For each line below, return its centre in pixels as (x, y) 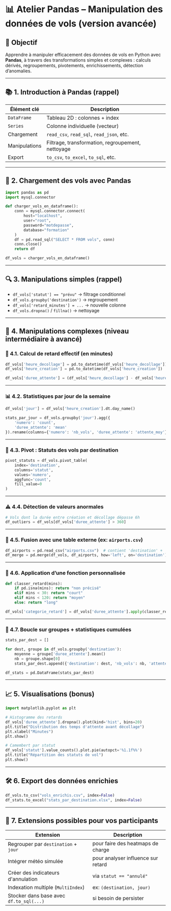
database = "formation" (47, 230)
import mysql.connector (31, 197)
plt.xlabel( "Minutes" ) (29, 731)
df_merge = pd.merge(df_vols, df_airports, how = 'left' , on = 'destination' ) (86, 555)
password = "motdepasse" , (49, 225)
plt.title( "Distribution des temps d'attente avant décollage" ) (75, 727)
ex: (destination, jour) (121, 888)
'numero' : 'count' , (35, 423)
